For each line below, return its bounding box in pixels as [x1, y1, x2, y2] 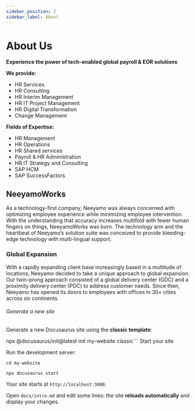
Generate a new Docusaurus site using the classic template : [6, 326, 152, 333]
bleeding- [162, 229, 186, 237]
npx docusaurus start [6, 370, 59, 376]
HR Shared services [14, 147, 63, 154]
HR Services [14, 81, 45, 88]
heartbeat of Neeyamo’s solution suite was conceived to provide [6, 229, 162, 237]
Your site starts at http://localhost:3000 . [6, 381, 107, 388]
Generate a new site [6, 308, 55, 315]
